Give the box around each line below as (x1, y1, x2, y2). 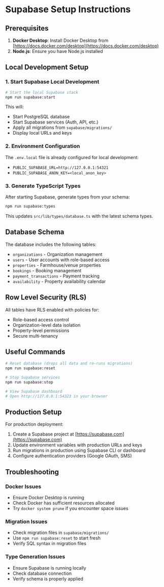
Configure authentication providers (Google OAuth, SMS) (12, 453, 132, 459)
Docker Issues (5, 483, 42, 490)
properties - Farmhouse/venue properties (12, 262, 101, 268)
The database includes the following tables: (5, 241, 96, 247)
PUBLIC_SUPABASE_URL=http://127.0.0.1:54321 (12, 165, 109, 170)
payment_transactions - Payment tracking (12, 273, 100, 279)
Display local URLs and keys (12, 130, 72, 136)
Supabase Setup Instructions (5, 4, 131, 15)
